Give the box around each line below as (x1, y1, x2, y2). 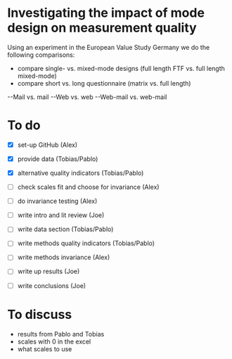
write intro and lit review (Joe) (17, 211, 105, 219)
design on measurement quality (7, 20, 197, 36)
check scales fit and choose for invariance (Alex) (17, 183, 160, 191)
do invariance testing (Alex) (17, 197, 98, 205)
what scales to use (17, 344, 72, 353)
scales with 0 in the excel (17, 337, 91, 346)
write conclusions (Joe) (17, 281, 86, 289)
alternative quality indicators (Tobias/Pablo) (17, 169, 144, 177)
